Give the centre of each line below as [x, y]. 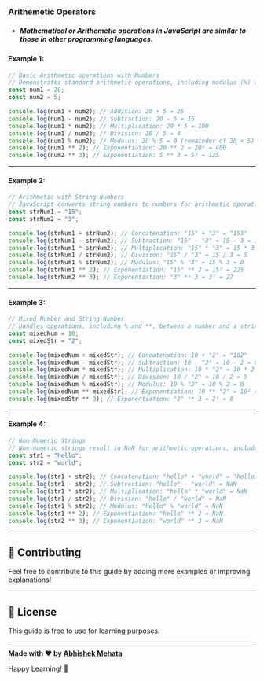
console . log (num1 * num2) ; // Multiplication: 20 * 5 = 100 [109, 126]
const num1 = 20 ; [37, 90]
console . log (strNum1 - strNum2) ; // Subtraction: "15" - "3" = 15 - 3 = [130, 241]
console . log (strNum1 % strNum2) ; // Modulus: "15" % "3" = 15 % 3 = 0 [126, 263]
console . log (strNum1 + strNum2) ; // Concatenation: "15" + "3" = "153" [128, 233]
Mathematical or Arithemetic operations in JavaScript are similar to [133, 31]
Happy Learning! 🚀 [38, 669]
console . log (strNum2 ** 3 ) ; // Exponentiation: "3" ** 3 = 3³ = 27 [121, 278]
